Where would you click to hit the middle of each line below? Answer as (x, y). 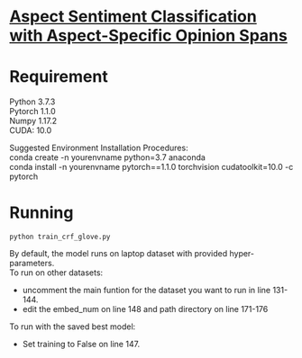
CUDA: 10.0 (31, 130)
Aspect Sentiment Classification (133, 17)
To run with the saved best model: (73, 327)
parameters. (32, 264)
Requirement (59, 77)
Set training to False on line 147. (81, 345)
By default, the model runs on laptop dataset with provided (119, 254)
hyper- (242, 254)
